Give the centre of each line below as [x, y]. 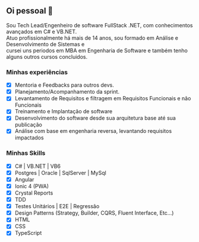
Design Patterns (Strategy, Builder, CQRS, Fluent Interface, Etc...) [94, 213]
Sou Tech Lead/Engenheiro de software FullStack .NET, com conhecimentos [99, 25]
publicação [29, 125]
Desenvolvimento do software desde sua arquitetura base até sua [95, 118]
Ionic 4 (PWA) [32, 186]
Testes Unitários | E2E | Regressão [57, 206]
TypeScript [28, 233]
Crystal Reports [34, 193]
